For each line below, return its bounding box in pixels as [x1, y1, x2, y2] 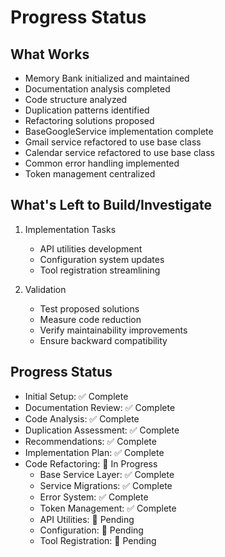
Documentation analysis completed [24, 83, 171, 95]
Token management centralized [24, 168, 156, 180]
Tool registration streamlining [39, 264, 161, 276]
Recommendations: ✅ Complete [24, 435, 157, 447]
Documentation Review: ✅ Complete [24, 401, 176, 413]
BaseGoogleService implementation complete [24, 126, 214, 137]
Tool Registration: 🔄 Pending [39, 534, 157, 546]
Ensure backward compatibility [39, 334, 168, 346]
